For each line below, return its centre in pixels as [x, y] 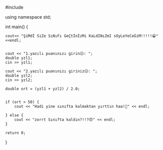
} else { [14, 115]
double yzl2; [19, 76]
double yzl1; [19, 58]
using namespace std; [28, 17]
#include [14, 7]
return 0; [16, 133]
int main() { [17, 27]
